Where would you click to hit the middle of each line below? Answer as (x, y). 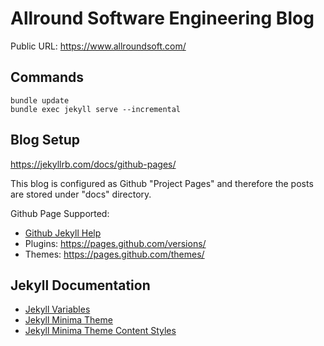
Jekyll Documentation (80, 285)
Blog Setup (45, 140)
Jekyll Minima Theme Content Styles (100, 331)
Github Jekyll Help (63, 233)
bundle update (40, 100)
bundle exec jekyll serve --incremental (96, 109)
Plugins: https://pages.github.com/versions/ (115, 243)
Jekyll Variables (57, 309)
